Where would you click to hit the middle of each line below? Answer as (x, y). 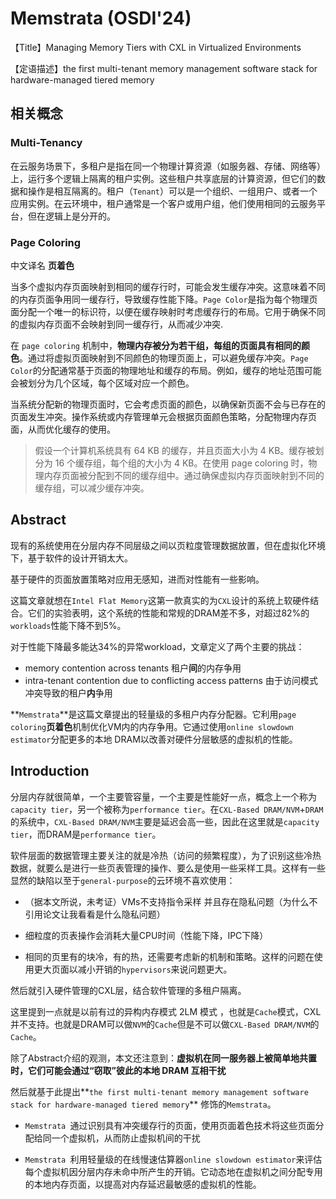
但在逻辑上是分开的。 (71, 216)
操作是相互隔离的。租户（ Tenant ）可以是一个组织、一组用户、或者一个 (172, 191)
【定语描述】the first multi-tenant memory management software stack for (164, 68)
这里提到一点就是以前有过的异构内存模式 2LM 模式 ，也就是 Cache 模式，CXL (166, 1011)
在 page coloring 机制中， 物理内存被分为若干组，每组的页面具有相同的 (156, 345)
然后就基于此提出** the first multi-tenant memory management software (159, 1091)
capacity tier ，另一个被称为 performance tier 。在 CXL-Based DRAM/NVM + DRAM (167, 809)
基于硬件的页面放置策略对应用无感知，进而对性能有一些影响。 (137, 579)
